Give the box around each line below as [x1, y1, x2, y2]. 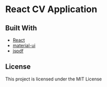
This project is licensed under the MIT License [5, 76, 102, 82]
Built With [5, 24, 37, 32]
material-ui [12, 42, 35, 49]
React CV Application [5, 4, 97, 15]
